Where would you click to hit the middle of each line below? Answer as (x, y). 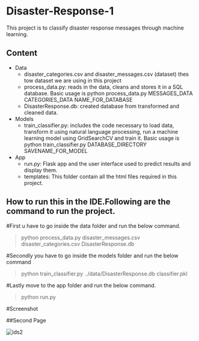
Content (22, 53)
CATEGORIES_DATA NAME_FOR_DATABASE (78, 99)
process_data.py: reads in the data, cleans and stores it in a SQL (103, 87)
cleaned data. (41, 112)
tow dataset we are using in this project (73, 80)
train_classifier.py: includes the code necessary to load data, (99, 125)
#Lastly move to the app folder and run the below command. (81, 285)
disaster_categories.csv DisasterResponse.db (78, 244)
